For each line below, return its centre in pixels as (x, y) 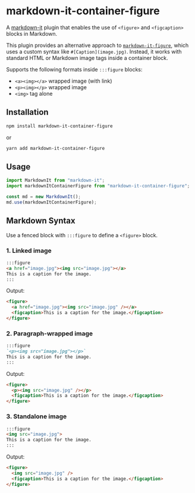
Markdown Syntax (41, 221)
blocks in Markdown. (32, 33)
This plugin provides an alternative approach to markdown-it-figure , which (97, 45)
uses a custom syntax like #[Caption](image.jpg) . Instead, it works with (94, 51)
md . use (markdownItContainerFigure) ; (51, 202)
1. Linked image (29, 250)
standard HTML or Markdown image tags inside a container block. (87, 58)
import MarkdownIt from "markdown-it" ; (56, 180)
